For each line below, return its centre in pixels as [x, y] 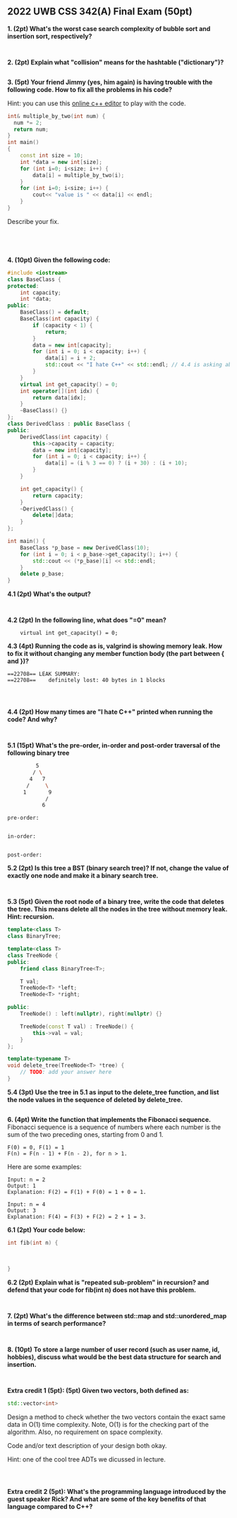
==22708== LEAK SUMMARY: [44, 674]
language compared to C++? [50, 1507]
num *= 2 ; [28, 123]
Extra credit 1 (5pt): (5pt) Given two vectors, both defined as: [98, 1391]
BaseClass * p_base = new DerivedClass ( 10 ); [85, 548]
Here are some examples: [45, 1166]
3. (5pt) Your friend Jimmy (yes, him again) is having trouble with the [110, 82]
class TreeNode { [33, 955]
